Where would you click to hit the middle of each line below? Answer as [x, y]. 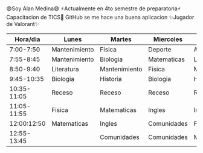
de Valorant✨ [23, 24]
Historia [111, 79]
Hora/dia [27, 39]
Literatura [65, 69]
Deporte [159, 49]
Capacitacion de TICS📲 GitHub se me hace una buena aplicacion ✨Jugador [100, 17]
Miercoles [168, 39]
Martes [121, 39]
